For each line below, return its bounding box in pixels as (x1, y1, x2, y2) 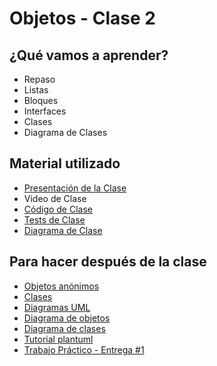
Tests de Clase (23, 213, 86, 226)
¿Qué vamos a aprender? (9, 47, 169, 64)
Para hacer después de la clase (9, 253, 207, 271)
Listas (23, 84, 49, 96)
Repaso (23, 73, 56, 85)
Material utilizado (9, 155, 121, 172)
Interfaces (23, 105, 67, 117)
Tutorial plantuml (23, 333, 94, 345)
